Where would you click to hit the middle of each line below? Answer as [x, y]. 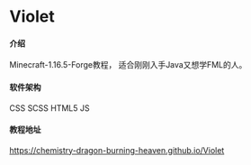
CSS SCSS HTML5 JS [49, 108]
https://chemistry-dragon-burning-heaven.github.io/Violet [117, 150]
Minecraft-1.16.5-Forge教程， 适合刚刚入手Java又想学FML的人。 [128, 65]
